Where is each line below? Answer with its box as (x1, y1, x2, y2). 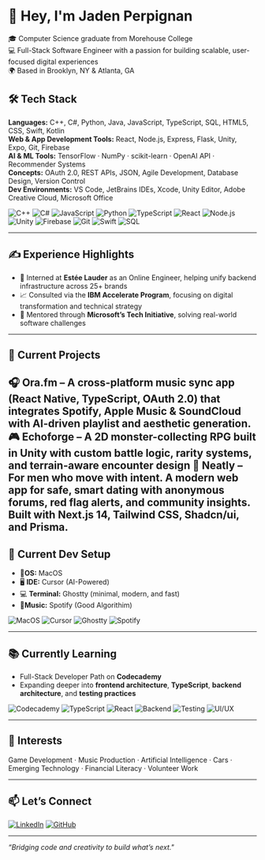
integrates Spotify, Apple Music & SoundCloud (8, 405, 242, 418)
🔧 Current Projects (8, 348, 101, 361)
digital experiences (36, 57, 99, 66)
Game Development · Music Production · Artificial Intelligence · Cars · (8, 755, 233, 765)
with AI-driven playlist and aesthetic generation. (8, 417, 252, 431)
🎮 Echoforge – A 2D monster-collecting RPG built (8, 430, 256, 444)
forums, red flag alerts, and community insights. (8, 496, 251, 510)
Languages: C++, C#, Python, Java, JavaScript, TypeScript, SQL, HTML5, (8, 118, 249, 127)
